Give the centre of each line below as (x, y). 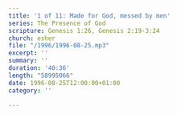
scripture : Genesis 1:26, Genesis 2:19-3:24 (84, 31)
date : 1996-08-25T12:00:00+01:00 (64, 83)
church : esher (32, 38)
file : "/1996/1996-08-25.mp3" (59, 46)
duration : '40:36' (39, 68)
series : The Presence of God (57, 23)
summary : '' (28, 61)
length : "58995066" (41, 75)
